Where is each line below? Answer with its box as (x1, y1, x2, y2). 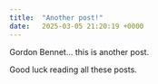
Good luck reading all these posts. (9, 64, 138, 75)
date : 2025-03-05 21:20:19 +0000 (9, 22, 144, 31)
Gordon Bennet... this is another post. (9, 46, 150, 57)
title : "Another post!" (9, 13, 104, 23)
